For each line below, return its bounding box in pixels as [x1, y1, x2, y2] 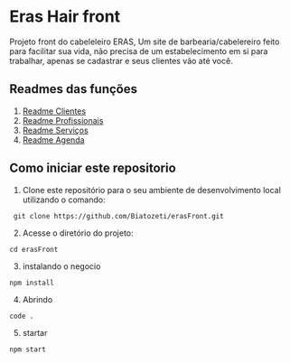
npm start [9, 345, 47, 354]
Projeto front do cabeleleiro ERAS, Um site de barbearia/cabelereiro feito [9, 36, 280, 47]
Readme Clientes [22, 106, 87, 116]
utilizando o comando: [22, 194, 106, 205]
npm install [9, 278, 54, 287]
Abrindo [22, 293, 53, 304]
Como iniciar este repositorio [9, 161, 176, 176]
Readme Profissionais [22, 115, 104, 126]
